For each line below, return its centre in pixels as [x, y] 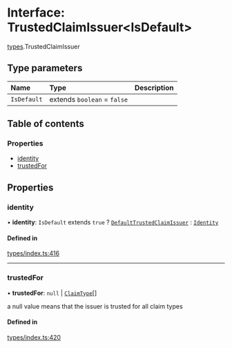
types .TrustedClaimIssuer [44, 46]
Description [154, 88]
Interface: [36, 13]
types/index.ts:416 [33, 253]
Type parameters [45, 68]
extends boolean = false [89, 99]
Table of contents [46, 124]
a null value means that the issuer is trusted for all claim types [95, 306]
